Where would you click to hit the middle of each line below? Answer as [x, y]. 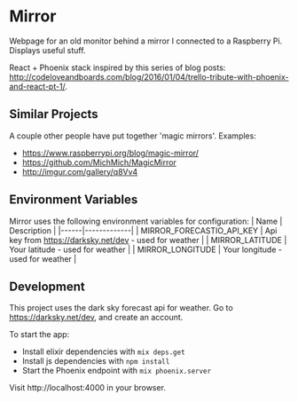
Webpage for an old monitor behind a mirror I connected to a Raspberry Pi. [146, 41]
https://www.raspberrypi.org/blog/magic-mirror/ [110, 153]
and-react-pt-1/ [37, 86]
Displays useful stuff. [47, 50]
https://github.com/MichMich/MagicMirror [99, 162]
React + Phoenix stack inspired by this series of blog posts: [118, 67]
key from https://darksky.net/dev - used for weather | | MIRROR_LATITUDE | [148, 240]
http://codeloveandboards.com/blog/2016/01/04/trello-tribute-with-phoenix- [149, 76]
